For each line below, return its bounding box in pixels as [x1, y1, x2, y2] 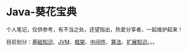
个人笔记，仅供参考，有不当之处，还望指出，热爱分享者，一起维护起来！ [6, 26, 183, 33]
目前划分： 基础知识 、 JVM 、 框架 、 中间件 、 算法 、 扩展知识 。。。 [6, 38, 159, 45]
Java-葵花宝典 [6, 5, 77, 19]
